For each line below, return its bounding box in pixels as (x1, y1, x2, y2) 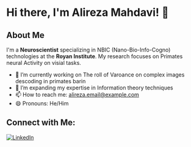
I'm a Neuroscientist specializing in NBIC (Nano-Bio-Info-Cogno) (6, 46, 171, 53)
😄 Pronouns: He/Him (15, 100, 69, 107)
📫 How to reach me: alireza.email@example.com (15, 91, 139, 98)
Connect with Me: (6, 118, 76, 128)
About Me (6, 30, 45, 40)
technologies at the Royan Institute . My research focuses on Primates (6, 53, 183, 60)
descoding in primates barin (15, 78, 86, 85)
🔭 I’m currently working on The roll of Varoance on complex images (15, 71, 185, 78)
